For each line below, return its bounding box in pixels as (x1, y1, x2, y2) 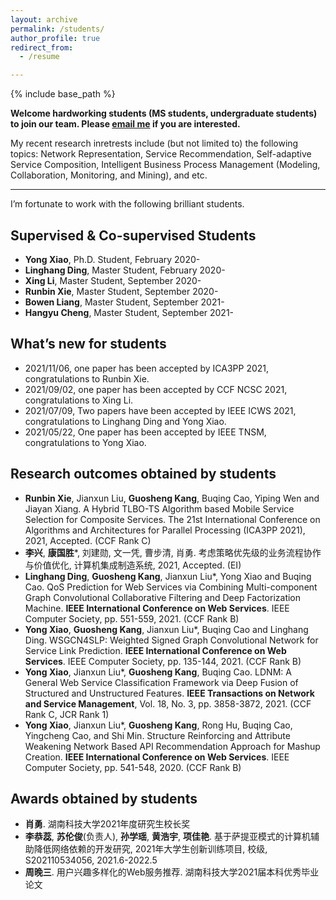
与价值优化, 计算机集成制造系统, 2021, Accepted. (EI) (24, 559, 242, 571)
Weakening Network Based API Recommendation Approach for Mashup (24, 740, 321, 752)
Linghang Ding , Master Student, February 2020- (24, 264, 226, 276)
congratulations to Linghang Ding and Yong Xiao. (24, 415, 227, 427)
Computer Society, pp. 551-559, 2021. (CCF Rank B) (24, 612, 240, 625)
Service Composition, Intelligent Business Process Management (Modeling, (10, 159, 321, 171)
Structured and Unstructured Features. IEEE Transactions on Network (24, 687, 315, 699)
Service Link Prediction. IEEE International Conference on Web (24, 644, 287, 656)
